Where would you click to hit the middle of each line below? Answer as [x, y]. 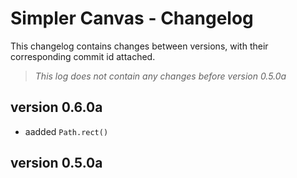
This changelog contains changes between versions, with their [139, 46]
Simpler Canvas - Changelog [132, 18]
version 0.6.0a [56, 107]
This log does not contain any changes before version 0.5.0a [160, 76]
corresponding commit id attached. [83, 56]
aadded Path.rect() [66, 131]
